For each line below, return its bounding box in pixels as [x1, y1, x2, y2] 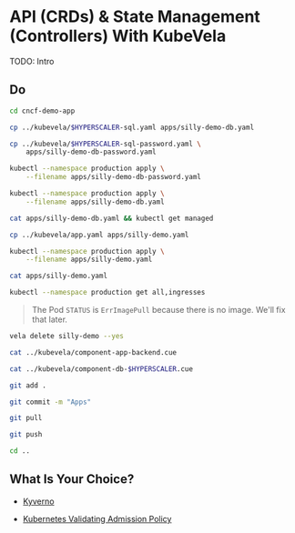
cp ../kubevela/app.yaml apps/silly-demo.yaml [9, 230, 189, 239]
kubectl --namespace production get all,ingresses [9, 288, 206, 297]
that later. [31, 314, 68, 325]
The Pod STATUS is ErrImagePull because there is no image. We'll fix [31, 305, 286, 315]
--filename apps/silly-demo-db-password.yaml [25, 173, 202, 182]
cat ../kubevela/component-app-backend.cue [9, 347, 178, 357]
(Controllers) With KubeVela [9, 25, 227, 46]
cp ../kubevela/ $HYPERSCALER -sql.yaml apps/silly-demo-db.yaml [9, 123, 255, 132]
